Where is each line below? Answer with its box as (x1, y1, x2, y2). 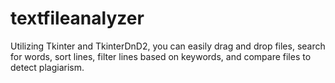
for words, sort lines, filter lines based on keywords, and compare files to (10, 50, 312, 62)
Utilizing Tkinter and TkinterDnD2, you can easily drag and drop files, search (10, 40, 326, 52)
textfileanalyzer (10, 7, 145, 30)
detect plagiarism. (10, 61, 85, 73)
